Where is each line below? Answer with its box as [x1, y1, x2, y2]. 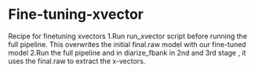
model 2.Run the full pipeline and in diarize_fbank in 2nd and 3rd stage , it [8, 48, 246, 57]
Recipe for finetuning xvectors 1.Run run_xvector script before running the [8, 31, 248, 41]
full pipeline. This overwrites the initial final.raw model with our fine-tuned [8, 39, 246, 49]
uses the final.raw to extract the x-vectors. [8, 56, 146, 66]
